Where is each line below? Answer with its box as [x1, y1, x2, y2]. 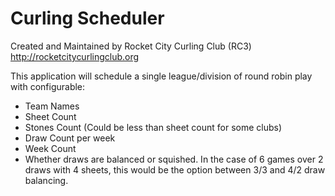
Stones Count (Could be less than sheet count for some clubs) [24, 121, 283, 133]
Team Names [24, 100, 80, 112]
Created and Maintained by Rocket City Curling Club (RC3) [10, 40, 252, 52]
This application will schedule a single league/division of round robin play [10, 70, 313, 82]
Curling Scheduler [10, 7, 165, 30]
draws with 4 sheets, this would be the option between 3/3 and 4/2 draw [24, 163, 326, 176]
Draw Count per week [24, 132, 116, 144]
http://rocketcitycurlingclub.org [10, 50, 140, 62]
